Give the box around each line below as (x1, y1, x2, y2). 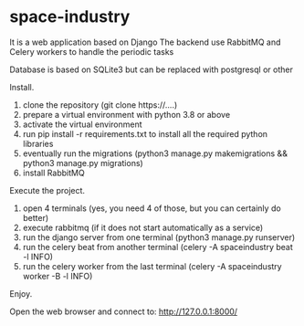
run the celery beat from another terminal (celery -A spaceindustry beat (22, 241, 294, 252)
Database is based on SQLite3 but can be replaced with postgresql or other (9, 64, 294, 75)
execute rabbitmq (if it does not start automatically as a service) (22, 222, 264, 233)
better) (22, 212, 49, 223)
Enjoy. (9, 288, 33, 299)
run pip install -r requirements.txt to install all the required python (22, 128, 267, 139)
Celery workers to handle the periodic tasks (9, 46, 174, 57)
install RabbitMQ (22, 167, 85, 178)
